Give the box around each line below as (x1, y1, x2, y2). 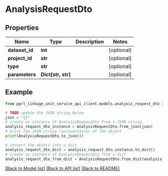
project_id (7, 55, 32, 61)
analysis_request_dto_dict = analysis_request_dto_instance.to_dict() (5, 147, 155, 152)
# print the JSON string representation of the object (5, 129, 122, 134)
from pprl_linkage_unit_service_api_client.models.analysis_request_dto (5, 101, 160, 106)
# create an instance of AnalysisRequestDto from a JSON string (5, 119, 142, 124)
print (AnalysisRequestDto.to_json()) (5, 133, 84, 138)
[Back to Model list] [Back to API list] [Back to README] (5, 165, 120, 171)
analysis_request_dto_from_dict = (5, 156, 77, 161)
